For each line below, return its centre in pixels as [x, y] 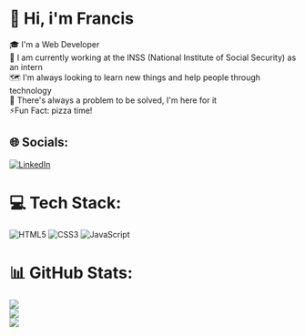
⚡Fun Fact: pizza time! [51, 110]
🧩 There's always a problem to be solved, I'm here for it [113, 100]
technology [30, 90]
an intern [26, 66]
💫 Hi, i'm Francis [72, 19]
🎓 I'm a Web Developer [55, 44]
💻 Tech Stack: [66, 203]
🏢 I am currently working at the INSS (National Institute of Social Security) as [153, 57]
